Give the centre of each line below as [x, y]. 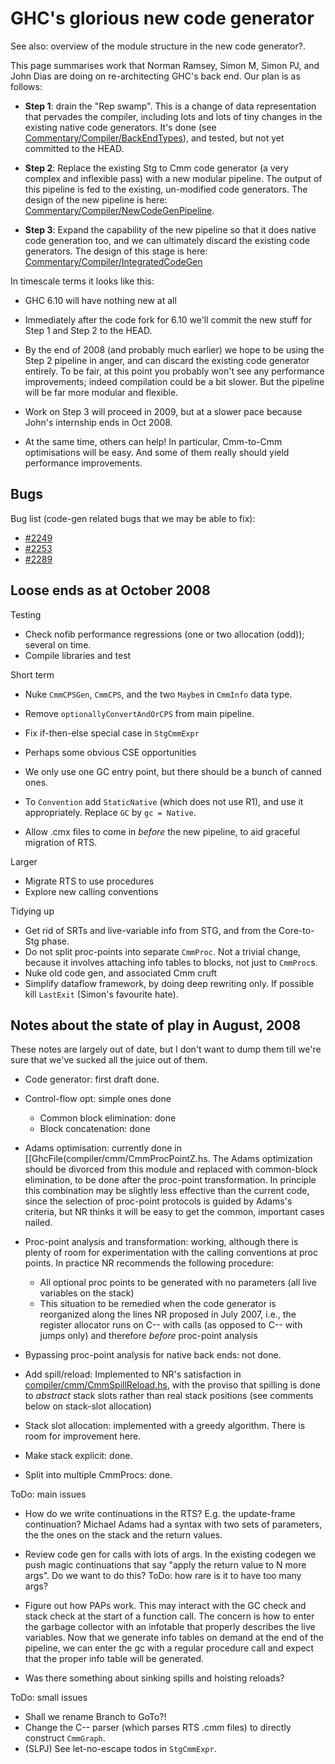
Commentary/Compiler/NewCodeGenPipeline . [119, 210]
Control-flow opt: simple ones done [98, 1099]
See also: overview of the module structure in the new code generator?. [158, 46]
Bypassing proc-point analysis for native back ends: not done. [153, 1355]
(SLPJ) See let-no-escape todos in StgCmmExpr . [120, 1749]
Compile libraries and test [78, 655]
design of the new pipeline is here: [96, 199]
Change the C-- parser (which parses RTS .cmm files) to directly [158, 1728]
